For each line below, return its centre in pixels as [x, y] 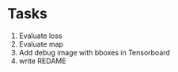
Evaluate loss [40, 36]
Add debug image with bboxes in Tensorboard [95, 52]
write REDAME [42, 61]
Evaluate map [41, 44]
